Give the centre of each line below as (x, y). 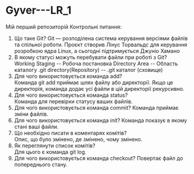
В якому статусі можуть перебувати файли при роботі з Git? (90, 57)
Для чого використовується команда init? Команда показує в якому (101, 120)
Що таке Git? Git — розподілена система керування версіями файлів (101, 38)
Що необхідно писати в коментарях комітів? (70, 133)
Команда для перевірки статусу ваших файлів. (73, 101)
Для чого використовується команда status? (71, 95)
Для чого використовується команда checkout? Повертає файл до (98, 158)
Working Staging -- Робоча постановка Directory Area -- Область (96, 64)
